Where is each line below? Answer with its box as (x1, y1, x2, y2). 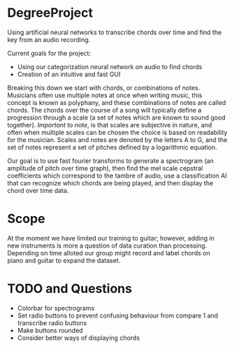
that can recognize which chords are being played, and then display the (7, 178, 214, 187)
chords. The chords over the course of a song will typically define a (7, 106, 202, 114)
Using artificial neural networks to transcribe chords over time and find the (7, 28, 222, 36)
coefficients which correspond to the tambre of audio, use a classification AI (7, 171, 227, 180)
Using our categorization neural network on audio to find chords (17, 62, 203, 71)
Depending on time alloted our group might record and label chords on (7, 248, 211, 257)
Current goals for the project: (7, 49, 92, 57)
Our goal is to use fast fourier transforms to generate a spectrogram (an (7, 156, 214, 165)
